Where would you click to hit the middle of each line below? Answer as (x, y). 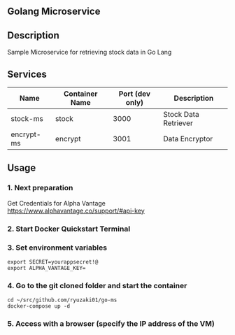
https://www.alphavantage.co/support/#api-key (76, 211)
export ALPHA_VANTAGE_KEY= (47, 268)
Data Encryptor (188, 139)
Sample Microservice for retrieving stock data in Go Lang (90, 52)
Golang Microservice (54, 12)
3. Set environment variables (57, 248)
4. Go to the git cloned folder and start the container (97, 285)
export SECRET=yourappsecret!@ (53, 262)
